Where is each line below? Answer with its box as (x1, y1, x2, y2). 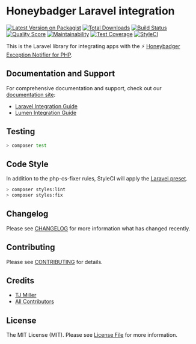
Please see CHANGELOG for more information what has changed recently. (6, 224, 191, 232)
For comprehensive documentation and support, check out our (6, 84, 162, 91)
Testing (6, 126, 35, 137)
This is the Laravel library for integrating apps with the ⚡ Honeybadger (6, 42, 180, 49)
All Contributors (14, 298, 54, 305)
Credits (6, 275, 35, 286)
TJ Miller (14, 292, 37, 299)
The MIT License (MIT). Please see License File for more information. (6, 331, 177, 339)
